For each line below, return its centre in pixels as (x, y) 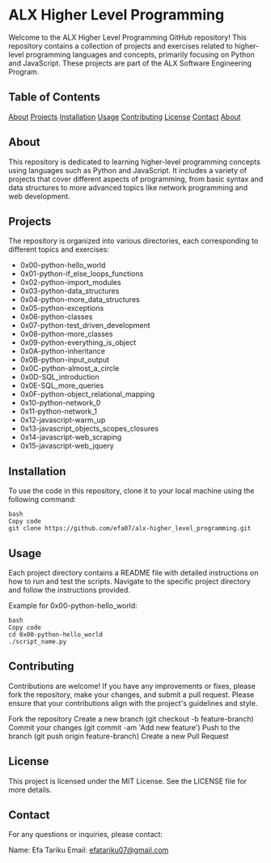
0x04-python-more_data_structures (80, 300)
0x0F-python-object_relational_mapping (87, 394)
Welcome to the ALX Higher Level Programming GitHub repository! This (127, 37)
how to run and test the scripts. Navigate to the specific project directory (129, 581)
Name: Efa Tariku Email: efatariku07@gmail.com (89, 850)
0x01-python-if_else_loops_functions (82, 274)
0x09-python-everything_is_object (78, 342)
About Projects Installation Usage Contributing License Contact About (125, 117)
